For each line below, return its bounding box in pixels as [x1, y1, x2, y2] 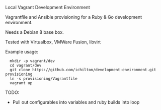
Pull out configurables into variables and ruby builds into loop [12, 99, 140, 105]
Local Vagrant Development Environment [5, 5, 90, 10]
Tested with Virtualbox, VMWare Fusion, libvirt [5, 39, 101, 45]
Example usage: [5, 49, 39, 54]
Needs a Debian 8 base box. [5, 29, 64, 35]
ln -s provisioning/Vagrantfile [10, 76, 78, 81]
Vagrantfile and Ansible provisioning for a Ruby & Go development [5, 14, 142, 20]
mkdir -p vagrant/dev [10, 59, 55, 64]
